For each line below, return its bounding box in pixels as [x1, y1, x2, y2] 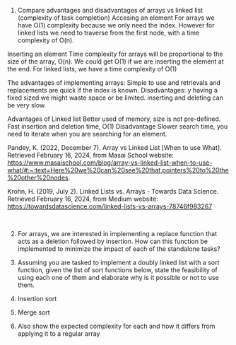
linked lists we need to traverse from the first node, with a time [17, 28, 200, 37]
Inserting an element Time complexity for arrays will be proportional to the [7, 49, 223, 58]
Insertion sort [17, 295, 57, 303]
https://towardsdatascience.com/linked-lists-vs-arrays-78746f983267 [7, 202, 213, 211]
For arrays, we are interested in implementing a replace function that [17, 230, 218, 238]
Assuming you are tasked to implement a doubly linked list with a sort [17, 258, 220, 267]
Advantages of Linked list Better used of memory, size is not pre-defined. [7, 115, 221, 123]
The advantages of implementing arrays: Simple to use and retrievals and [7, 78, 221, 87]
